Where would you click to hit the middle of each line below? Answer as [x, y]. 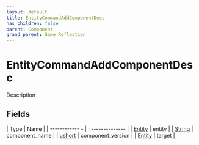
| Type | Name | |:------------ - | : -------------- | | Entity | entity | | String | [100, 128]
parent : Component [30, 29]
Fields [18, 114]
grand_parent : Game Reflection [46, 35]
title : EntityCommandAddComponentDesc [56, 18]
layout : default [27, 12]
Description [21, 95]
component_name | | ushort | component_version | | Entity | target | [91, 135]
